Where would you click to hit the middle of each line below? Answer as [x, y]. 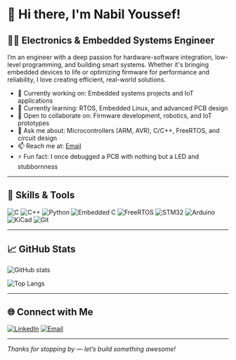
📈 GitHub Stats [41, 249]
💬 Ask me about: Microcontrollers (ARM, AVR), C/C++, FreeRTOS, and [118, 130]
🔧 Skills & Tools [41, 195]
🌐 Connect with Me [50, 312]
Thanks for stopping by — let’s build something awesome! [92, 349]
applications [35, 101]
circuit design [37, 138]
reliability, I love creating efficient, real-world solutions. [87, 79]
